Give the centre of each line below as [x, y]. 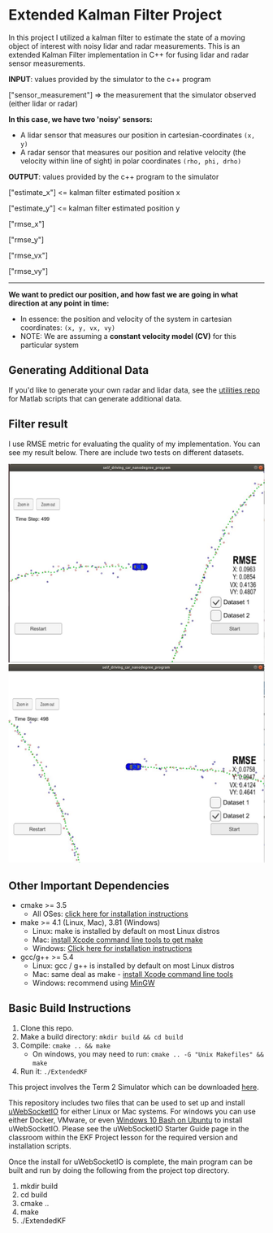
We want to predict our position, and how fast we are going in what [123, 294]
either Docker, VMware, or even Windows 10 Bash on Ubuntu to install [126, 1120]
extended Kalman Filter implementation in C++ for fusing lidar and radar [129, 54]
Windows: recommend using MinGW [94, 983]
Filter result [38, 424]
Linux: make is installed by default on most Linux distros [126, 931]
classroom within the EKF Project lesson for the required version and [123, 1137]
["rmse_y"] [26, 239]
